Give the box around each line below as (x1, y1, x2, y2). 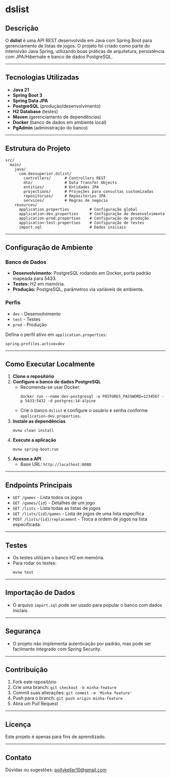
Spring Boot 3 (12, 92, 43, 98)
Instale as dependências (12, 418, 66, 424)
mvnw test (12, 570, 34, 575)
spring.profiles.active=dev (5, 341, 65, 346)
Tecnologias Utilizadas (5, 73, 79, 82)
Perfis (5, 299, 21, 306)
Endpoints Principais (5, 481, 73, 489)
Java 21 (12, 87, 30, 93)
